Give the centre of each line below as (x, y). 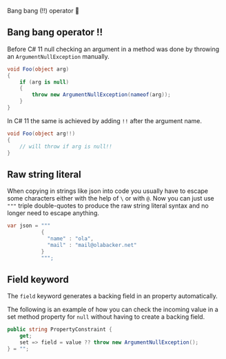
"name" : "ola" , (71, 239)
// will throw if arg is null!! (66, 146)
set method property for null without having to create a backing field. (106, 317)
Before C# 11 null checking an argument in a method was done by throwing (113, 49)
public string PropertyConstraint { (60, 330)
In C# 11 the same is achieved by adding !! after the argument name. (104, 120)
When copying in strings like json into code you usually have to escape (108, 191)
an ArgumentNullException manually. (59, 56)
